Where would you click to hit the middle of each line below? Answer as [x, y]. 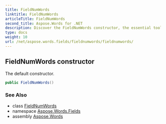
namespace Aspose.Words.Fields [46, 111]
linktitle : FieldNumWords [32, 14]
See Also [16, 95]
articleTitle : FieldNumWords [35, 19]
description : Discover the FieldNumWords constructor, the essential [78, 28]
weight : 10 [16, 37]
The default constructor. [30, 73]
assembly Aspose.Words [38, 116]
